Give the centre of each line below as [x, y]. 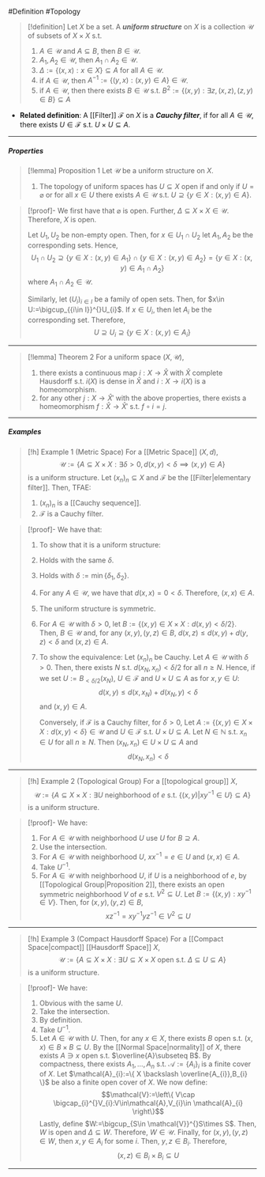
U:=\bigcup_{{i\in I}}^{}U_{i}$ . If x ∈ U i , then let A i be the [119, 310]
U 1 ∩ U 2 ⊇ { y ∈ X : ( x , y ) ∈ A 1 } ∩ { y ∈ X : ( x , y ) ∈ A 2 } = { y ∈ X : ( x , [142, 258]
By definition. [61, 1020]
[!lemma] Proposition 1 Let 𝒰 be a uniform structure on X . [121, 171]
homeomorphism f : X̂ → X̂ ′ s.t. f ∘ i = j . [103, 406]
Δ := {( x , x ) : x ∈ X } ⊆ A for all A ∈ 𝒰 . [101, 70]
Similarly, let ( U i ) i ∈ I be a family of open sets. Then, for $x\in [126, 300]
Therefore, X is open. [62, 220]
